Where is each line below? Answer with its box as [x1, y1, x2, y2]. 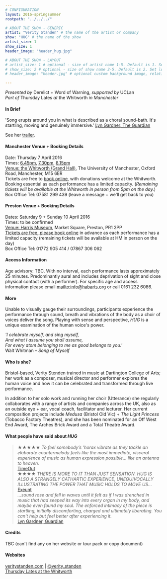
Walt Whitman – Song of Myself [5, 347, 70, 353]
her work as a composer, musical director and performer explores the [5, 375, 148, 381]
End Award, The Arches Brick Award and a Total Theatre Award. [5, 422, 136, 428]
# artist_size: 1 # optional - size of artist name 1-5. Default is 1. [5, 62, 157, 67]
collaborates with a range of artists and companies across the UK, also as [5, 401, 156, 407]
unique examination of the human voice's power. [5, 322, 105, 328]
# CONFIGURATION [5, 7, 39, 12]
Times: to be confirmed [5, 219, 53, 225]
